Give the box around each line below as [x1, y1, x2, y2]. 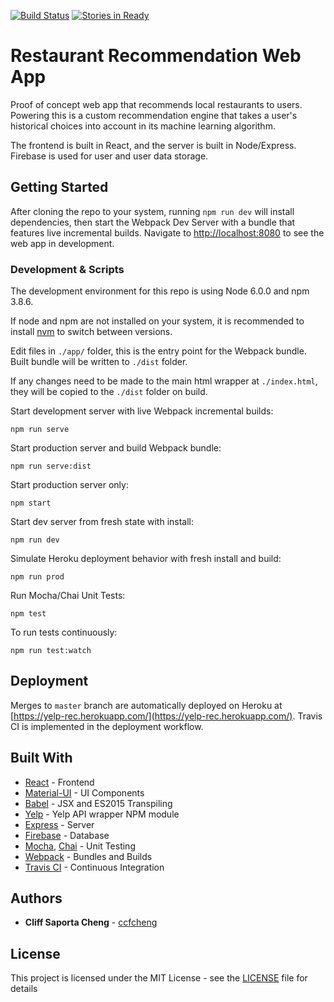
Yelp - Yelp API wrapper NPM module [24, 808, 180, 820]
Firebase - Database [24, 829, 110, 841]
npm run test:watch [10, 646, 92, 656]
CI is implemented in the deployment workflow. [10, 720, 204, 732]
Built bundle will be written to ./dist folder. [10, 356, 188, 368]
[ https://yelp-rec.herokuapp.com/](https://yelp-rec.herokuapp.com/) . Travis [10, 710, 323, 722]
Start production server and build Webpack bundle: [10, 442, 222, 454]
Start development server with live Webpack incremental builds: [10, 405, 274, 417]
